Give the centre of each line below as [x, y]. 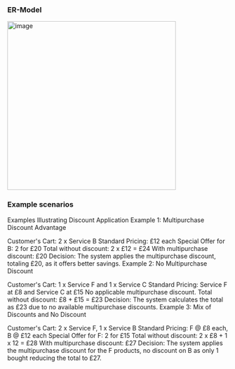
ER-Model [25, 10]
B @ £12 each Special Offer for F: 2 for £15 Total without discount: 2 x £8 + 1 [117, 335]
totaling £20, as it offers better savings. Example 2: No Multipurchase [107, 263]
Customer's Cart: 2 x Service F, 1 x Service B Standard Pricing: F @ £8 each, [118, 328]
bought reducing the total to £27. [54, 358]
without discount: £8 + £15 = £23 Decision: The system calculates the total [115, 299]
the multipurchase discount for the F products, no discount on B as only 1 [113, 350]
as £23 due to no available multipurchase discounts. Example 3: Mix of [109, 306]
